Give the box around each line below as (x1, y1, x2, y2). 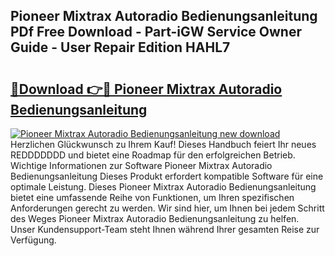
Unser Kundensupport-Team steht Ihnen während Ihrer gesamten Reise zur (10, 224, 320, 235)
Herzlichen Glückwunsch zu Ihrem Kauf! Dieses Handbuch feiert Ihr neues (10, 139, 317, 150)
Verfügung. (10, 234, 57, 246)
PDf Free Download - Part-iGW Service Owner (10, 24, 303, 41)
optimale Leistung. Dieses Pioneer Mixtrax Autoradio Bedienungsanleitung (10, 181, 317, 193)
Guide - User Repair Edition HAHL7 (10, 39, 231, 56)
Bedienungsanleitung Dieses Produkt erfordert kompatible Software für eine (10, 170, 324, 182)
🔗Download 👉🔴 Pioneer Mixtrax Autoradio (10, 80, 283, 98)
